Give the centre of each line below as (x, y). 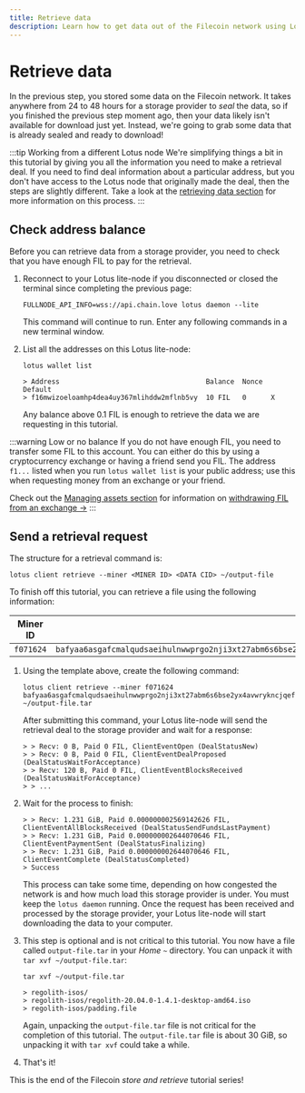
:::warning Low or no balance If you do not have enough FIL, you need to (145, 442)
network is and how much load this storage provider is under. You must (156, 894)
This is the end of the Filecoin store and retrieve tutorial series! (127, 1080)
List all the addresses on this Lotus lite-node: (106, 349)
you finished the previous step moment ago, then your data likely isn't (140, 115)
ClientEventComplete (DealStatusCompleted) (106, 860)
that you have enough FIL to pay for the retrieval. (101, 261)
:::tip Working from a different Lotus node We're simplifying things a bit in (146, 153)
